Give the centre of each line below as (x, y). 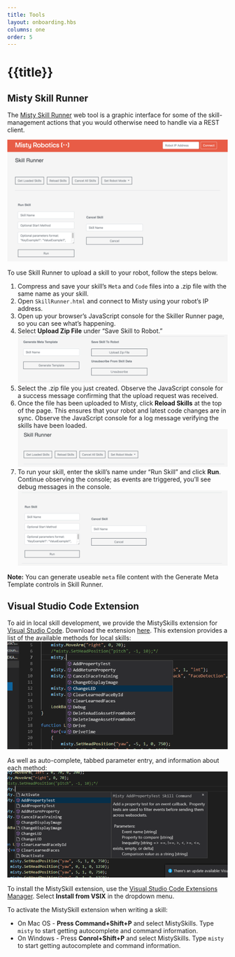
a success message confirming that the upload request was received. (118, 395)
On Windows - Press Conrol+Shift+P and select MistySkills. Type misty (121, 938)
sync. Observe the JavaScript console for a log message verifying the (118, 418)
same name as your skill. (53, 294)
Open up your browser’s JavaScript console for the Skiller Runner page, (121, 316)
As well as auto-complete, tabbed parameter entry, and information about (113, 760)
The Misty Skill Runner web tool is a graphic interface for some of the (107, 115)
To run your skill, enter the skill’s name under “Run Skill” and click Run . (119, 471)
